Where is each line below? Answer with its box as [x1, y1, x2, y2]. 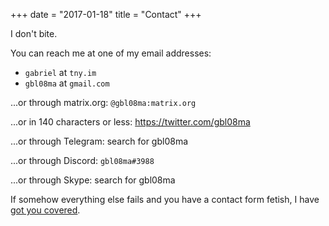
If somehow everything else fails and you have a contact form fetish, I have [10, 194, 320, 205]
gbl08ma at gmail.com [24, 77, 110, 89]
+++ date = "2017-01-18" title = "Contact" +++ [10, 9, 202, 20]
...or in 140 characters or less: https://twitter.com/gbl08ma [10, 116, 251, 128]
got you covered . [10, 204, 81, 216]
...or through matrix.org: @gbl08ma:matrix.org [10, 97, 197, 108]
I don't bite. [10, 28, 58, 39]
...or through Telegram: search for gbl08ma [10, 135, 189, 147]
